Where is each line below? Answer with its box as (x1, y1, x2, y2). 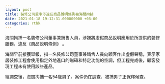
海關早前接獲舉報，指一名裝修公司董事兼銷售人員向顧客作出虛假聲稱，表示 (5, 51, 156, 57)
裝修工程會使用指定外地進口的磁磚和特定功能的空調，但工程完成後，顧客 (9, 57, 156, 63)
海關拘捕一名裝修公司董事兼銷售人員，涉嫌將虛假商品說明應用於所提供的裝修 (5, 35, 160, 41)
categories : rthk (5, 21, 41, 26)
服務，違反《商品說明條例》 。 (5, 41, 67, 47)
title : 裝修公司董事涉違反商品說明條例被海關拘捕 (5, 12, 94, 17)
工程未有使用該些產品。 (9, 63, 57, 69)
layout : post (5, 7, 32, 12)
